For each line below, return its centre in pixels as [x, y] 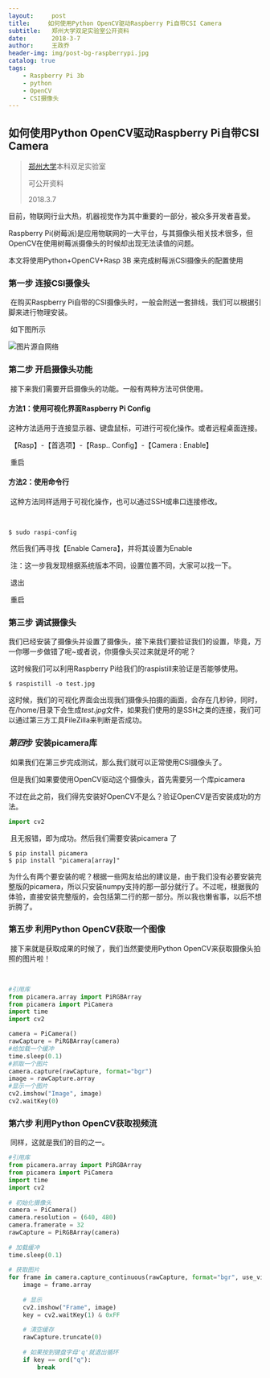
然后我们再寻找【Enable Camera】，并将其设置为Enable [101, 548]
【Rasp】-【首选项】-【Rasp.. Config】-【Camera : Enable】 [112, 445]
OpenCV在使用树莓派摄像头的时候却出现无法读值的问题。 [103, 243]
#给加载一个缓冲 [31, 1049]
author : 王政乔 [39, 46]
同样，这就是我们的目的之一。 [59, 1142]
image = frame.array [57, 1285]
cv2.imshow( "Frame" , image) [70, 1307]
